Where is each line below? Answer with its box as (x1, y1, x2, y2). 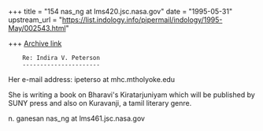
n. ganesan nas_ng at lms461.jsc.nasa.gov (8, 114, 146, 123)
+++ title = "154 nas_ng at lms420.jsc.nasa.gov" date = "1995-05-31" (8, 7, 233, 16)
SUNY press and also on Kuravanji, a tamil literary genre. (8, 99, 192, 107)
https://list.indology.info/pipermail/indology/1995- (61, 15, 223, 24)
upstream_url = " (8, 15, 63, 24)
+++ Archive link (8, 39, 62, 48)
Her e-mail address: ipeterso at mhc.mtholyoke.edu (8, 75, 176, 84)
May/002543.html (8, 24, 66, 32)
